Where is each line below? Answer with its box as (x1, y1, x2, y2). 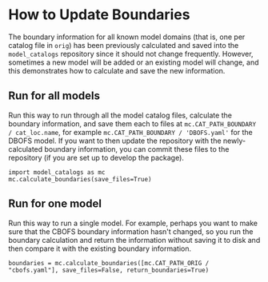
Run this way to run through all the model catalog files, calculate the (8, 110, 232, 120)
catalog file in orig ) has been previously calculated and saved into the (8, 40, 239, 50)
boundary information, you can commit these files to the (44, 144, 230, 153)
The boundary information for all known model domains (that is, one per (8, 32, 246, 42)
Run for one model (8, 197, 102, 211)
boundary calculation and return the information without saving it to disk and (8, 235, 261, 244)
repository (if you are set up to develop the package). (8, 153, 184, 162)
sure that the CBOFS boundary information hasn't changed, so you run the (8, 226, 254, 236)
